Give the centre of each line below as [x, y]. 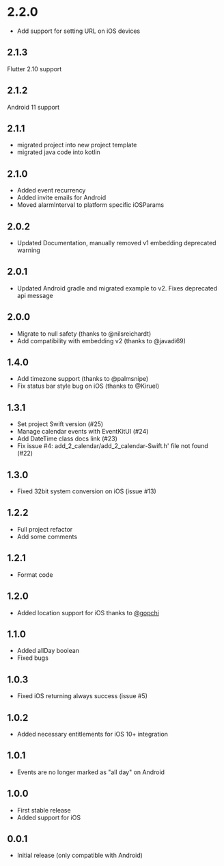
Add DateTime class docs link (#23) [67, 438]
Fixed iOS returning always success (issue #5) [82, 696]
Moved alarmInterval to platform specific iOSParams [90, 205]
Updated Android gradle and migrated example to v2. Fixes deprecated [117, 288]
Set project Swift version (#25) [60, 424]
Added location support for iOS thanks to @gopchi [88, 613]
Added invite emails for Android [61, 198]
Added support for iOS [48, 817]
